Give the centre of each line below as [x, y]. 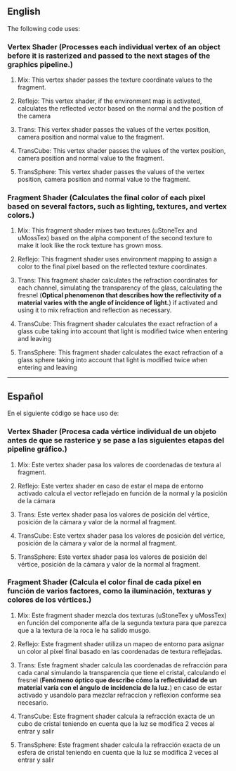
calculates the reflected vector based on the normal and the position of [120, 109]
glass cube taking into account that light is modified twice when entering [123, 331]
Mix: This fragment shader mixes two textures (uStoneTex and [107, 230]
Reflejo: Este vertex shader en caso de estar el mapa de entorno [110, 486]
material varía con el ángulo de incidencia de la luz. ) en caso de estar [120, 687]
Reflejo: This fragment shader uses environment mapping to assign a [117, 259]
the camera [34, 116]
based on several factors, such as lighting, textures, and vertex [117, 206]
